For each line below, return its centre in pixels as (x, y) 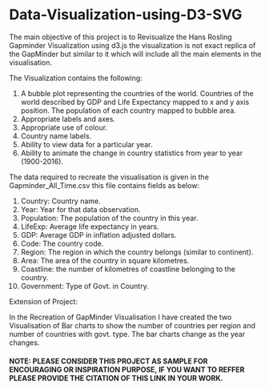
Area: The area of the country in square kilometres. (105, 260)
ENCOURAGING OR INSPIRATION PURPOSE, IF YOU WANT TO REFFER (127, 369)
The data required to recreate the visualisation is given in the (109, 177)
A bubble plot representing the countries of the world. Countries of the (137, 93)
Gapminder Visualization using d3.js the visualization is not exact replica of (132, 45)
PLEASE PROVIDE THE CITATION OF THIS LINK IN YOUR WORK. (116, 378)
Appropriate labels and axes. (68, 118)
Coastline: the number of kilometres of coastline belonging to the (128, 269)
